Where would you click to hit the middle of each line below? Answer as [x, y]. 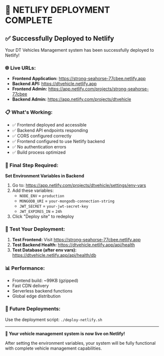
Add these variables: [33, 190]
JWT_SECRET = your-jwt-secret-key [54, 206]
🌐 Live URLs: [20, 68]
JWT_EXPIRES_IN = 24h [41, 211]
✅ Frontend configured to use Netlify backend [58, 141]
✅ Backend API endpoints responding [50, 130]
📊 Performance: [25, 268]
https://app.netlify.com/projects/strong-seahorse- [98, 89]
